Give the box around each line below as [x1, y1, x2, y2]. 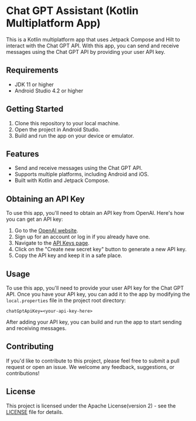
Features [6, 149, 39, 159]
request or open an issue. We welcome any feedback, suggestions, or [6, 363, 175, 370]
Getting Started [6, 104, 64, 114]
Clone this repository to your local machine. [14, 119, 120, 126]
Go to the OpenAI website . [14, 227, 78, 234]
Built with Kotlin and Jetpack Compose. [14, 177, 110, 184]
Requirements [6, 66, 59, 76]
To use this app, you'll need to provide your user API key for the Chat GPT [6, 285, 184, 291]
